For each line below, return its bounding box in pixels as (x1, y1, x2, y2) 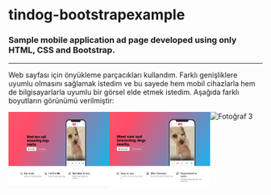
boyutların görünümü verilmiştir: (8, 96, 115, 106)
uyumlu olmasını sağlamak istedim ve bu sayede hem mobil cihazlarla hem (8, 79, 256, 89)
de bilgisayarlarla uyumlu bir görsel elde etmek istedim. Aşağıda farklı (8, 87, 240, 97)
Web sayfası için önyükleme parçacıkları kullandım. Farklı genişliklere (8, 70, 238, 80)
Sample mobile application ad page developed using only (8, 35, 237, 46)
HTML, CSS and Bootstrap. (8, 44, 115, 56)
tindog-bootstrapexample (8, 6, 186, 24)
